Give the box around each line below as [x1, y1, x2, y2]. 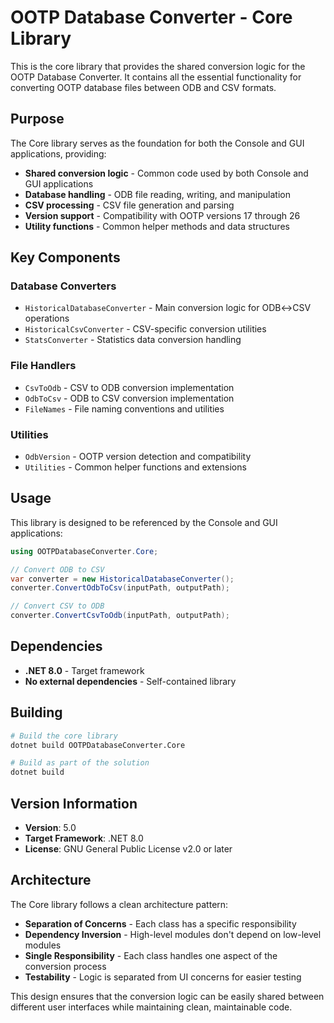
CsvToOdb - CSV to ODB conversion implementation [24, 381, 235, 393]
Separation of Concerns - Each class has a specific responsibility [24, 917, 297, 930]
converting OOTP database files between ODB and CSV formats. [10, 81, 277, 93]
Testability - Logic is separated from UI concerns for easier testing [24, 971, 302, 983]
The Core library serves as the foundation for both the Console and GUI [10, 137, 305, 149]
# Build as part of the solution [10, 758, 150, 768]
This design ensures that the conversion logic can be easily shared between [10, 990, 325, 1002]
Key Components [10, 249, 121, 266]
